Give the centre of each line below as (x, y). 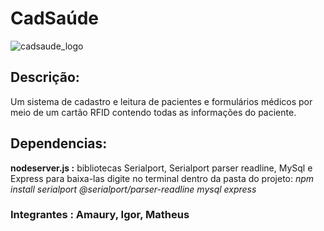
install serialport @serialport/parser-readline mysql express (133, 189)
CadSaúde (54, 18)
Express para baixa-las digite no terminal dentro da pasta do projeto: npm (162, 178)
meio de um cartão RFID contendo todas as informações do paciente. (153, 112)
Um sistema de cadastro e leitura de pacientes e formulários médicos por (161, 101)
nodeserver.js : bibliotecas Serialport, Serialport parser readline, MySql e (161, 168)
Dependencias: (59, 143)
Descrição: (45, 77)
